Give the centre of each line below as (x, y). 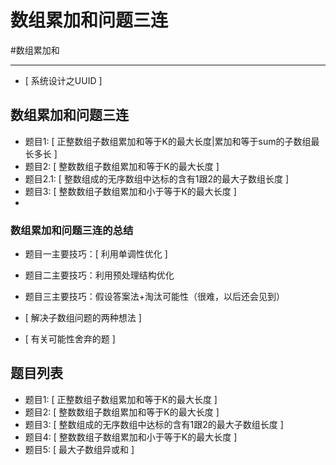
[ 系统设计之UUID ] (63, 80)
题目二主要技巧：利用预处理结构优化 (99, 275)
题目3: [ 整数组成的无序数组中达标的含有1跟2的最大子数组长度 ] (154, 424)
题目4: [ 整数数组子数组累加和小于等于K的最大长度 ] (131, 437)
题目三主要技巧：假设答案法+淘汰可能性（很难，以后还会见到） (155, 297)
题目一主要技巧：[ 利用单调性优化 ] (96, 254)
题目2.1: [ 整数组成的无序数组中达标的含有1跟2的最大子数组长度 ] (157, 178)
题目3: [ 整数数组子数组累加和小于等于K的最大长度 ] (130, 191)
